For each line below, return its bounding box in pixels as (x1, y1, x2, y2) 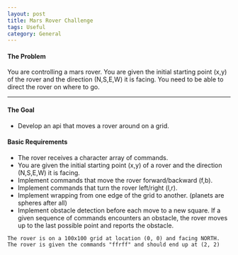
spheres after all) (17, 198, 67, 207)
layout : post (7, 10, 46, 18)
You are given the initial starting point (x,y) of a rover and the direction (17, 161, 222, 169)
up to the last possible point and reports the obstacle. (17, 221, 174, 229)
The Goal (7, 106, 35, 114)
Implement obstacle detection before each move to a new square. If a (17, 206, 221, 215)
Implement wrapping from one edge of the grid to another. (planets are (17, 191, 225, 199)
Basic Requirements (7, 137, 68, 146)
